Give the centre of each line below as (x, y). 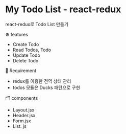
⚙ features (17, 34)
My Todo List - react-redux (63, 9)
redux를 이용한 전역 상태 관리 (42, 81)
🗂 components (22, 98)
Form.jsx (22, 121)
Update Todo (27, 55)
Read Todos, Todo (32, 50)
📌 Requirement (21, 71)
